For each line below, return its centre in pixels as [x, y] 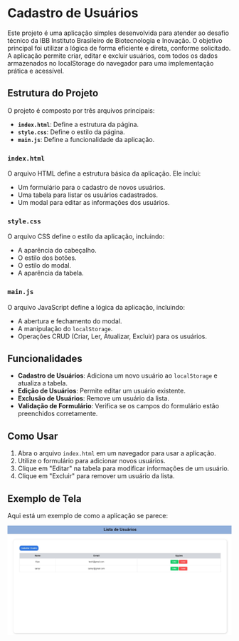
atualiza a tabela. [43, 383]
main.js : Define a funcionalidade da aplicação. [86, 139]
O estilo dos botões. [47, 258]
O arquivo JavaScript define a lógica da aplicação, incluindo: [96, 307]
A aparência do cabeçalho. [57, 251]
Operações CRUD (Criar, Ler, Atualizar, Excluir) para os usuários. [112, 336]
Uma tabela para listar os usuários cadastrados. [88, 195]
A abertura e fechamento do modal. [70, 321]
